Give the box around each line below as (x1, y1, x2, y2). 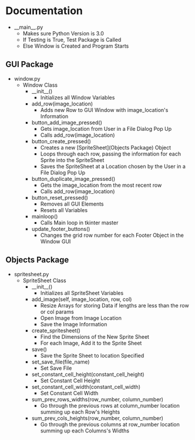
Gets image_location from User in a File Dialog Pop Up (40, 125, 172, 132)
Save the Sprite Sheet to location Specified (40, 352, 144, 359)
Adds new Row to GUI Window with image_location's (40, 106, 169, 113)
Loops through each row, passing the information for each (40, 150, 181, 157)
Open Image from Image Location (40, 314, 122, 322)
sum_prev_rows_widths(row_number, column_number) (31, 396, 164, 403)
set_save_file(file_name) (31, 358, 90, 365)
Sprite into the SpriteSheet (40, 156, 105, 163)
